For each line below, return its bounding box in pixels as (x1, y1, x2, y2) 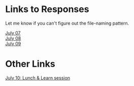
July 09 (5, 40, 21, 46)
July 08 (5, 35, 21, 41)
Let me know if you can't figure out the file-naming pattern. (5, 20, 129, 26)
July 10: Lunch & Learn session (5, 74, 70, 81)
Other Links (5, 58, 55, 70)
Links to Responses (5, 4, 89, 15)
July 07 (5, 30, 21, 36)
